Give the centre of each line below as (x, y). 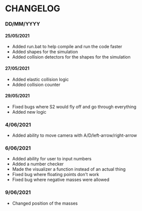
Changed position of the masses (45, 203)
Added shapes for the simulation (45, 52)
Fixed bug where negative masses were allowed (61, 180)
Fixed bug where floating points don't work (56, 175)
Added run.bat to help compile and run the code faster (67, 47)
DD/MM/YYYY (23, 24)
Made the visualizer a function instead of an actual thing (69, 169)
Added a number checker (38, 164)
